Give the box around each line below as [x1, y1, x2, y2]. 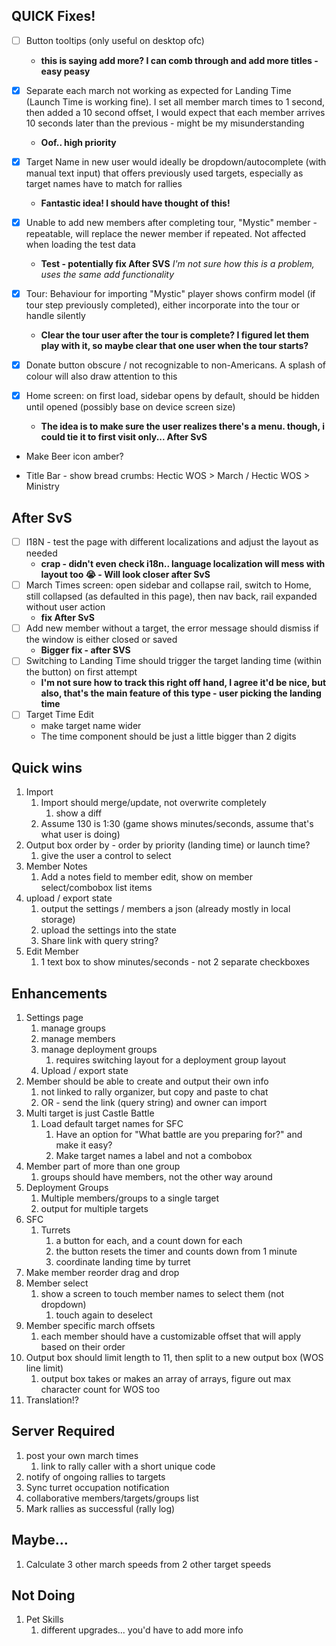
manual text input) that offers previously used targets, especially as [25, 167, 304, 179]
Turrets [40, 1224, 71, 1236]
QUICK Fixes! [11, 8, 96, 25]
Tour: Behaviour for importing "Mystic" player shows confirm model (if [25, 288, 316, 300]
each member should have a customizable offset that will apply [40, 1330, 302, 1342]
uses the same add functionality [40, 269, 175, 281]
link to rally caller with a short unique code [40, 1460, 216, 1472]
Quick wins [11, 759, 83, 776]
